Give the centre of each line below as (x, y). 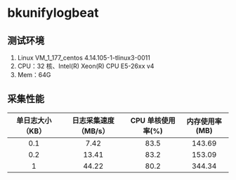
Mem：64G (34, 75)
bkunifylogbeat (53, 13)
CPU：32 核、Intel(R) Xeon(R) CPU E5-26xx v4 (86, 66)
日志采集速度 (93, 120)
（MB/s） (93, 131)
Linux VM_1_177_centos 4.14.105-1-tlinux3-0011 (84, 58)
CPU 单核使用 (153, 120)
